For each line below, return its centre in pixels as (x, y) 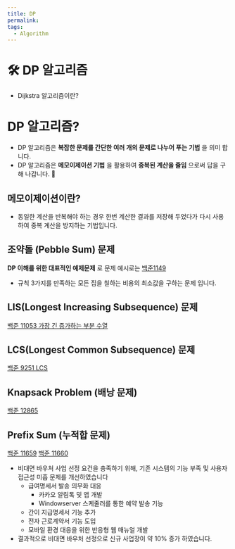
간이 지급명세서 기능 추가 (62, 512)
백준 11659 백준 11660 (38, 453)
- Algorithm (31, 33)
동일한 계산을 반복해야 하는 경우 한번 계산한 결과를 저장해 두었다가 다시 (114, 216)
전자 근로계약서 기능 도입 (62, 521)
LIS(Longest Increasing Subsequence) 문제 (103, 307)
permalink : (23, 20)
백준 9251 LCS (27, 368)
